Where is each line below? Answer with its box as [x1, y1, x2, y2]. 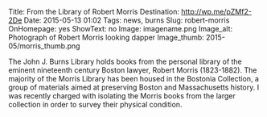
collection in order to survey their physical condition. [8, 100, 183, 109]
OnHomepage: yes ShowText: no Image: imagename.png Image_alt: [8, 24, 233, 33]
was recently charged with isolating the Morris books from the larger [8, 91, 236, 100]
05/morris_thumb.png [8, 41, 80, 51]
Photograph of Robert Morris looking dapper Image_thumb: [8, 32, 205, 42]
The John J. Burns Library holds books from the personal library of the [8, 56, 243, 66]
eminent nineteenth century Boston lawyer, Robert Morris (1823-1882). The [8, 65, 257, 75]
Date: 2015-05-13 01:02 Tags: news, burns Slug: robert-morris [23, 15, 230, 25]
